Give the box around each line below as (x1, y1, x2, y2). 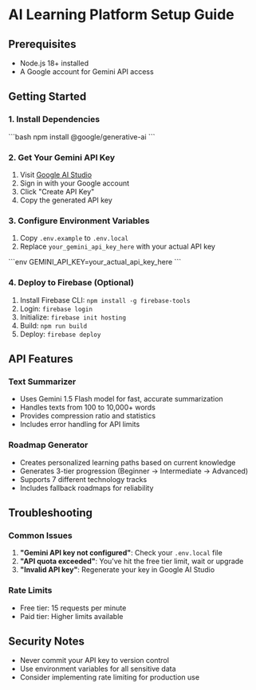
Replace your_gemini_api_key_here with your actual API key (19, 241, 215, 252)
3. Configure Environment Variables (8, 215, 150, 226)
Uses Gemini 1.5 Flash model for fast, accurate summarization (19, 394, 223, 404)
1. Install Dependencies (8, 114, 100, 125)
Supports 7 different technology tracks (19, 474, 148, 484)
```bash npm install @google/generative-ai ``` (8, 131, 156, 141)
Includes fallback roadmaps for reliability (19, 483, 154, 492)
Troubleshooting (8, 506, 93, 519)
